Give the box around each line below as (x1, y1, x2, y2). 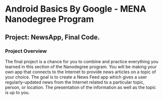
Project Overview (5, 48, 47, 54)
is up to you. (5, 89, 30, 95)
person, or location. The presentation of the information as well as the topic (5, 84, 156, 90)
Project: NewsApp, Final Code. (5, 33, 100, 41)
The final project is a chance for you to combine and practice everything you (5, 58, 159, 64)
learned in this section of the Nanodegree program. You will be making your (5, 64, 157, 69)
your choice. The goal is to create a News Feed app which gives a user (5, 74, 147, 80)
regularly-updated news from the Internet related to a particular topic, (5, 79, 145, 85)
